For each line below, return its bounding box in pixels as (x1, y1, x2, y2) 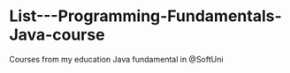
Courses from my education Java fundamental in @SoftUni (9, 54, 224, 64)
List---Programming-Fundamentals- (9, 6, 283, 26)
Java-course (9, 25, 105, 45)
